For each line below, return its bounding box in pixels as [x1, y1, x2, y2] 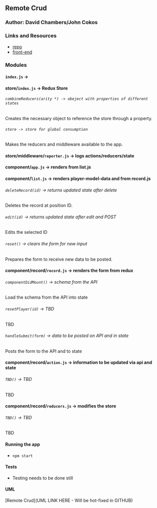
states [5, 101, 19, 106]
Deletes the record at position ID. [5, 202, 73, 208]
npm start [12, 453, 33, 458]
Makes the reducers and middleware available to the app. [5, 142, 123, 148]
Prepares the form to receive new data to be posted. [5, 256, 113, 262]
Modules [5, 61, 27, 68]
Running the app [5, 441, 40, 447]
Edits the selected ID [5, 229, 48, 235]
